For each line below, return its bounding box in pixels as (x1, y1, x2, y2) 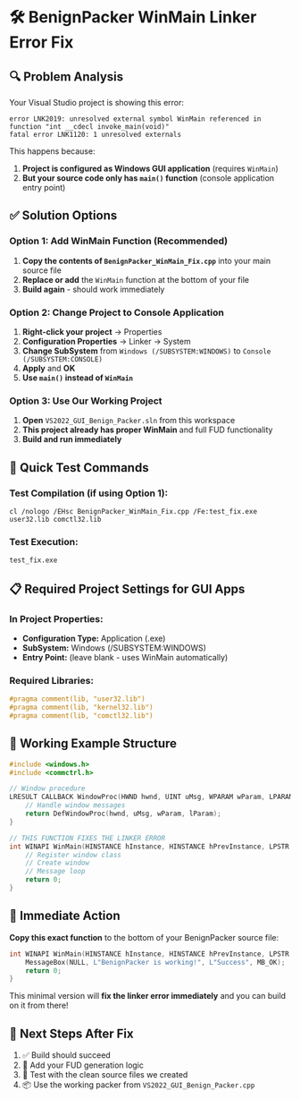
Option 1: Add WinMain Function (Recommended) (9, 234, 229, 247)
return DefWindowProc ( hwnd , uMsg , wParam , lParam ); (25, 809, 221, 819)
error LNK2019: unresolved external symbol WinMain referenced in (9, 115, 262, 124)
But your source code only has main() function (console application (21, 173, 275, 183)
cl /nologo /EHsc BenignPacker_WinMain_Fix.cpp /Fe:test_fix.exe (9, 507, 257, 515)
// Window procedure (9, 784, 87, 793)
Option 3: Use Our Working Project (9, 395, 162, 407)
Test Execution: (9, 535, 79, 548)
